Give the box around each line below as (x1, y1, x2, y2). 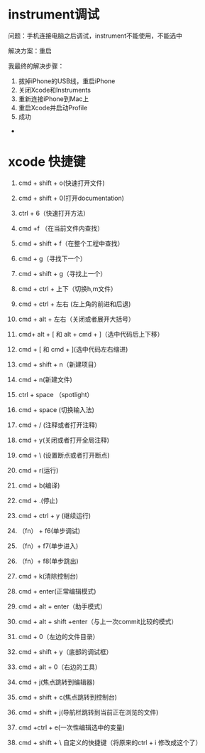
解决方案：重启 (8, 46, 52, 55)
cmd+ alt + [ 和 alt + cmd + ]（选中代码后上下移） (18, 330, 164, 338)
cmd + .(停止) (18, 496, 59, 505)
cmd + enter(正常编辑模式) (18, 586, 96, 595)
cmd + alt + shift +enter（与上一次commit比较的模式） (18, 617, 178, 626)
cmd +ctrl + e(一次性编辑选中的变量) (18, 723, 125, 732)
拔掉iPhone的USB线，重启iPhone (18, 76, 116, 85)
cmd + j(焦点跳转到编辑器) (18, 678, 95, 686)
